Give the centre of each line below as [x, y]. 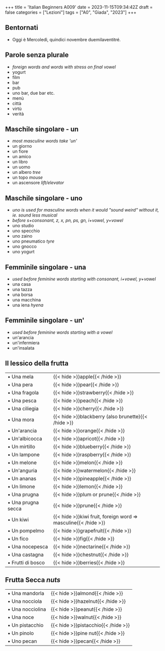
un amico [22, 157]
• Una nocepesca [28, 546]
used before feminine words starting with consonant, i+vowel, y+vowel [84, 279]
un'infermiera [26, 343]
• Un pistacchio [26, 625]
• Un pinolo [21, 633]
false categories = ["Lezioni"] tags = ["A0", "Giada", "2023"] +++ [71, 12]
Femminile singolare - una [46, 267]
